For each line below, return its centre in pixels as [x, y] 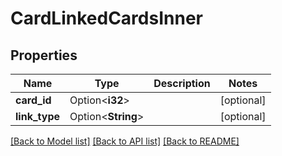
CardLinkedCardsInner [106, 18]
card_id [33, 100]
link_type [37, 116]
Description [182, 83]
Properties [44, 55]
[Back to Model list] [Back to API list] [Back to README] [125, 141]
